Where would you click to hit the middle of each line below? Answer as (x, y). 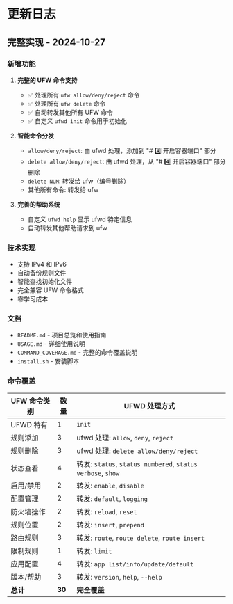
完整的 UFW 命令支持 (47, 80)
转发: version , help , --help (119, 577)
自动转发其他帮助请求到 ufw (67, 228)
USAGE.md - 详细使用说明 (51, 344)
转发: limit (94, 550)
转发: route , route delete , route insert (141, 538)
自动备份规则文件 (42, 273)
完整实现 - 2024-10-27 (57, 42)
